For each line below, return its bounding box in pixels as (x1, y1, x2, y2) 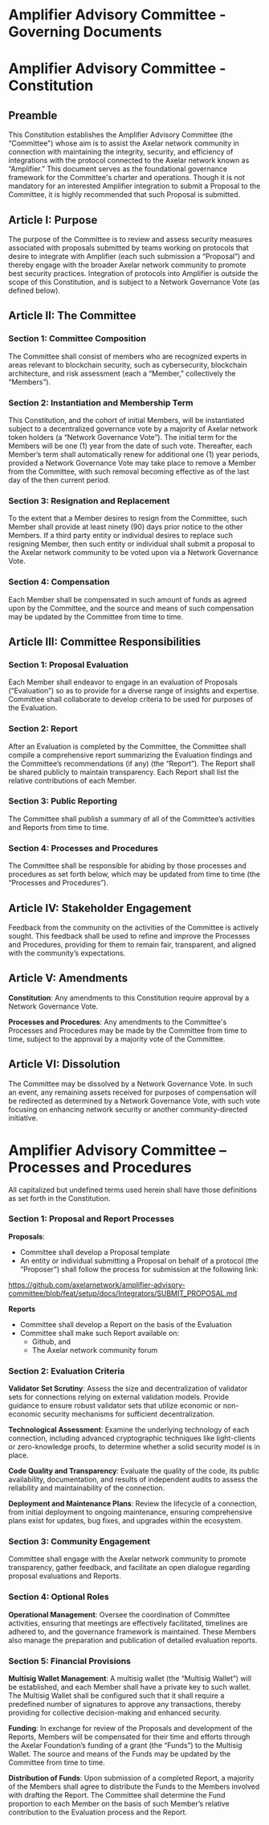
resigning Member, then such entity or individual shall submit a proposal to (8, 539, 255, 549)
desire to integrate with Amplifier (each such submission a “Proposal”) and (8, 252, 255, 261)
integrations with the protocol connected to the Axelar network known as (8, 155, 250, 166)
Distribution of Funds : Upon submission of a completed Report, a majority (8, 1774, 255, 1783)
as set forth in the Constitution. (8, 1193, 111, 1203)
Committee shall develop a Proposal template (19, 1247, 170, 1256)
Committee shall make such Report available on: (19, 1328, 180, 1338)
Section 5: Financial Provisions (8, 1655, 131, 1667)
